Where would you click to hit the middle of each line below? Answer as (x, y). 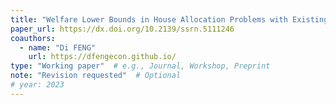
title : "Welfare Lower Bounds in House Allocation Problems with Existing (169, 19)
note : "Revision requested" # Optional (96, 76)
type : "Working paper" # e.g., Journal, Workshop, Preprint (140, 66)
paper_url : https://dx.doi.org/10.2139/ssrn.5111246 (122, 29)
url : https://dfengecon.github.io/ (102, 57)
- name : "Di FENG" (58, 47)
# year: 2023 (37, 85)
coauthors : (33, 38)
